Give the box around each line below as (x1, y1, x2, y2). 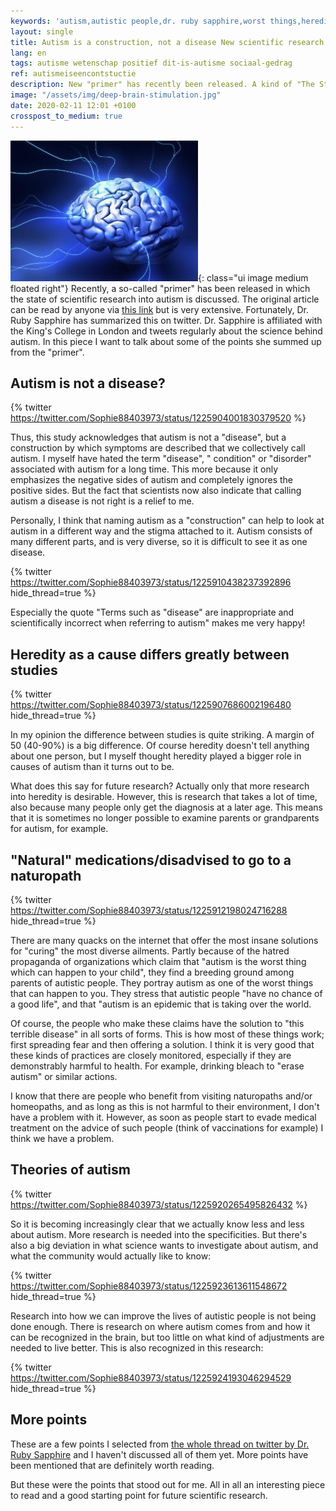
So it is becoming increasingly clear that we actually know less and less (10, 1218, 305, 1230)
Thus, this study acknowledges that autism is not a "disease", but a (10, 431, 287, 444)
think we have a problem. (10, 1132, 115, 1144)
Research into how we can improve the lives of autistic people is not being (10, 1310, 317, 1322)
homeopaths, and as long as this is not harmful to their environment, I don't (10, 1100, 320, 1112)
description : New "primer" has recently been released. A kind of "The (10, 80, 315, 90)
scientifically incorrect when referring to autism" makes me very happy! (10, 617, 306, 629)
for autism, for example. (10, 823, 109, 835)
